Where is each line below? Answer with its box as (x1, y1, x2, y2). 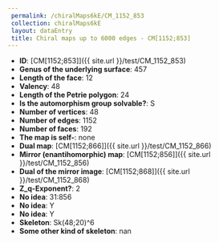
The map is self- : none (18, 133, 95, 143)
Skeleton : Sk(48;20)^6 (18, 218, 95, 228)
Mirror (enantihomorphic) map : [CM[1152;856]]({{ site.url (18, 150, 211, 159)
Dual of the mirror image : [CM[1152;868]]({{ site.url (18, 167, 190, 176)
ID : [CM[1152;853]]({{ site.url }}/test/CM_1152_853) (18, 56, 186, 66)
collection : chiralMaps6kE (10, 19, 102, 27)
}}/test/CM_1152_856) (18, 158, 90, 168)
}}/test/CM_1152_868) (18, 175, 90, 185)
